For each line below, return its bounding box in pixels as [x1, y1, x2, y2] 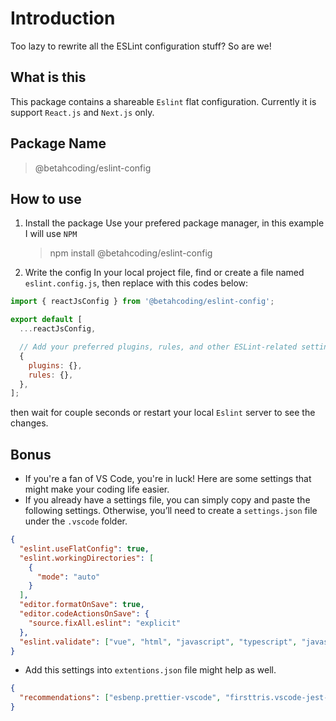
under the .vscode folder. [24, 515, 128, 527]
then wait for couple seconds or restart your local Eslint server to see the [10, 407, 316, 419]
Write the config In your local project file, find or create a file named [24, 267, 305, 279]
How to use [10, 190, 82, 207]
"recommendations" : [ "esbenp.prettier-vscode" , [19, 693, 222, 703]
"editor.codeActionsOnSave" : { [19, 609, 150, 619]
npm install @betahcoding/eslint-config [49, 247, 213, 259]
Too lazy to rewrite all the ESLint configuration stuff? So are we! [10, 40, 272, 52]
